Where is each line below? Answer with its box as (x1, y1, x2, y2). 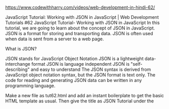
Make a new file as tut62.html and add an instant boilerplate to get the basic (5, 93, 164, 98)
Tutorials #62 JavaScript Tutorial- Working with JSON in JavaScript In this (5, 20, 160, 25)
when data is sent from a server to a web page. (5, 36, 104, 42)
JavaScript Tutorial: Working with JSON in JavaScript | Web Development (5, 14, 159, 20)
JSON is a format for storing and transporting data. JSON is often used (5, 31, 153, 36)
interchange (5, 61, 30, 67)
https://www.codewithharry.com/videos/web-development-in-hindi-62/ (5, 5, 155, 10)
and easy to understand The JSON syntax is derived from (30, 66, 151, 72)
